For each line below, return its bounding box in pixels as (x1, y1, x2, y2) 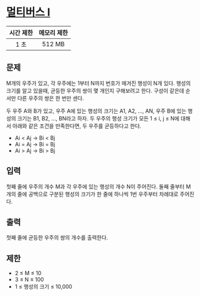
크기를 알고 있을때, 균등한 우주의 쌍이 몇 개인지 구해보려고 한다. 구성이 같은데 (6, 87, 184, 94)
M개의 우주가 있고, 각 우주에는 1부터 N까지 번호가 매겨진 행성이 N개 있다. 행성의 (6, 79, 191, 87)
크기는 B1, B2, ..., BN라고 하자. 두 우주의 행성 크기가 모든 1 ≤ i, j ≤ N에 (17, 114, 180, 122)
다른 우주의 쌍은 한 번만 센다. (17, 94, 84, 102)
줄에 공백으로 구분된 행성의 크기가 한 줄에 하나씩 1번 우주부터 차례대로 (17, 190, 179, 198)
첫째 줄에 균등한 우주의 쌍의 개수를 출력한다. (6, 234, 109, 241)
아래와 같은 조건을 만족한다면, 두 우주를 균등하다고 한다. (12, 122, 141, 129)
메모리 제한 (38, 28, 69, 37)
